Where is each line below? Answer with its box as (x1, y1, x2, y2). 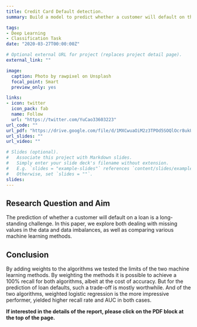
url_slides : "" (6, 133, 43, 139)
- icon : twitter (6, 101, 46, 106)
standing (6, 220, 28, 227)
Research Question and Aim (6, 198, 110, 208)
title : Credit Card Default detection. (6, 8, 104, 15)
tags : (6, 25, 19, 31)
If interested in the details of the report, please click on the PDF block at (6, 308, 184, 315)
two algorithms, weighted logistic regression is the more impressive (6, 291, 169, 297)
